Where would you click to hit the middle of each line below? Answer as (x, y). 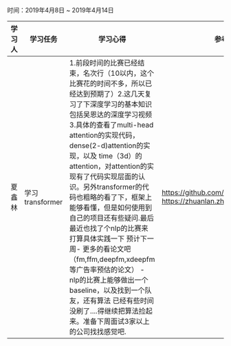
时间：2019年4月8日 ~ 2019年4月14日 (61, 10)
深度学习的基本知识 (121, 104)
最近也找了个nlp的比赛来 (109, 228)
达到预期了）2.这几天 (110, 94)
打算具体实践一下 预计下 (108, 238)
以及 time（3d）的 (112, 156)
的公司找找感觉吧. (98, 332)
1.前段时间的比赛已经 (103, 63)
